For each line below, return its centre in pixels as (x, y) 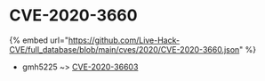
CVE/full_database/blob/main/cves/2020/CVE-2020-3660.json (124, 49)
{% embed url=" (39, 40)
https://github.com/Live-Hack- (124, 40)
